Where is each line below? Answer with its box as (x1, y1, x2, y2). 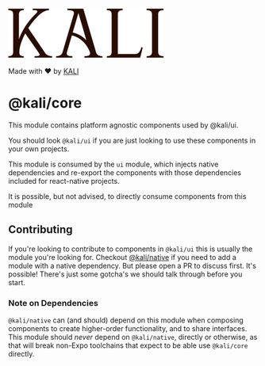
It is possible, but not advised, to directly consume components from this (8, 191, 247, 201)
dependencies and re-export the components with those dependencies (8, 167, 242, 177)
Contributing (8, 223, 73, 237)
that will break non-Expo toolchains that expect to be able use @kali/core (8, 341, 248, 350)
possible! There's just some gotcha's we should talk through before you (8, 269, 243, 279)
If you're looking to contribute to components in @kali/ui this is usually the (8, 244, 253, 254)
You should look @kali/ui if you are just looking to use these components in (8, 135, 256, 145)
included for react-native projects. (8, 176, 121, 185)
